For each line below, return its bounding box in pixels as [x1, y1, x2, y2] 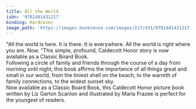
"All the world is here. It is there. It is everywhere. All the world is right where [6, 41, 191, 48]
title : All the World [6, 8, 59, 15]
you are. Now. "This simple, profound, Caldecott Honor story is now [6, 47, 169, 54]
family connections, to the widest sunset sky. [6, 78, 115, 85]
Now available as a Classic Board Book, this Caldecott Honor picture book [6, 84, 184, 91]
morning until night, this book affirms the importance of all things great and [6, 65, 187, 73]
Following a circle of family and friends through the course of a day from [6, 59, 181, 66]
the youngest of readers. [6, 97, 66, 104]
